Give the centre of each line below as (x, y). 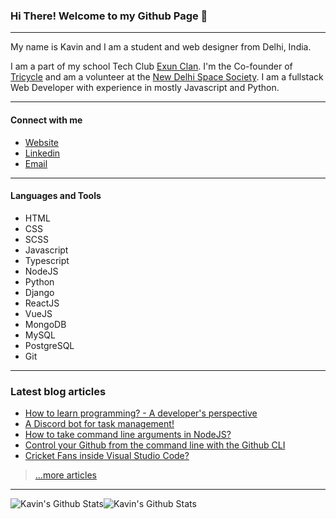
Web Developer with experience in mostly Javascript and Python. (145, 88)
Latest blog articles (58, 391)
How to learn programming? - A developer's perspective (141, 413)
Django (39, 292)
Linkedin (42, 153)
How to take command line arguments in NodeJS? (128, 434)
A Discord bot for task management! (99, 423)
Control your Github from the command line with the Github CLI (155, 445)
